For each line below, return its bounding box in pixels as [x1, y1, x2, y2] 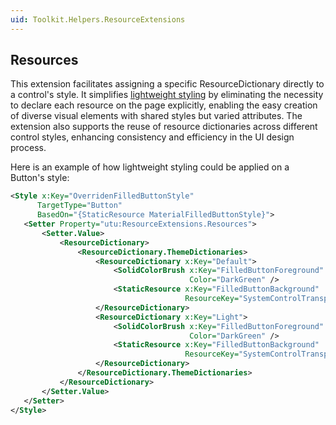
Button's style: [10, 172, 70, 184]
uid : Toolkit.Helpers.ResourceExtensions [10, 14, 186, 25]
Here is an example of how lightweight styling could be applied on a [10, 161, 290, 173]
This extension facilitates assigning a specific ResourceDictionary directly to [10, 78, 325, 90]
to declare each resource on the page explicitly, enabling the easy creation [10, 99, 318, 111]
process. [10, 142, 47, 154]
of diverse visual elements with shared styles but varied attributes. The [10, 110, 303, 122]
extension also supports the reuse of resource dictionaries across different [10, 121, 318, 133]
